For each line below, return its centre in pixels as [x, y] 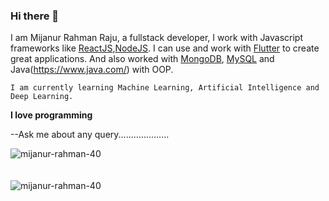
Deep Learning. [42, 97]
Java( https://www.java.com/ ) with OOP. [92, 70]
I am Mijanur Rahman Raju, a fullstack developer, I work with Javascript [157, 38]
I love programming [51, 115]
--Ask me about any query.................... [90, 135]
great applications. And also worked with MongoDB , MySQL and [142, 59]
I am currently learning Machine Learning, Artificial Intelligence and [165, 88]
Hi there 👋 [35, 16]
